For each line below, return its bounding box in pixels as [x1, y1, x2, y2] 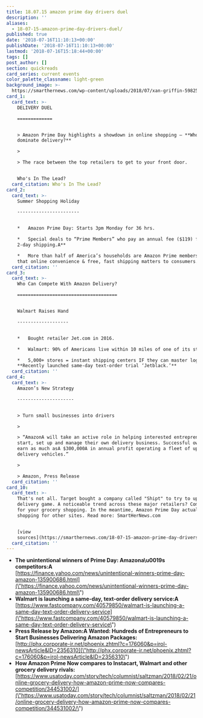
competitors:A [14, 563, 53, 570]
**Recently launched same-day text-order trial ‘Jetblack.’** [17, 363, 177, 369]
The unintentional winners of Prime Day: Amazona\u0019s [14, 557, 166, 564]
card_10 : [6, 484, 28, 491]
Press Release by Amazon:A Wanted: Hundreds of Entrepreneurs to [14, 628, 188, 635]
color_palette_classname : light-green [6, 76, 104, 82]
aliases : [6, 20, 28, 26]
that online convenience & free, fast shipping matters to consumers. [17, 258, 199, 264]
